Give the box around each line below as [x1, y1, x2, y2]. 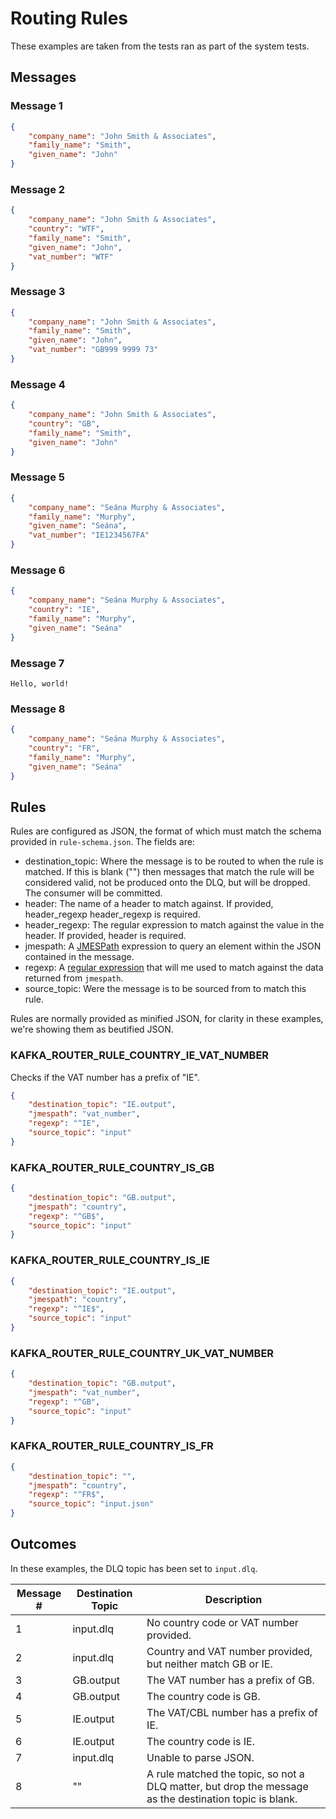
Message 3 [10, 285, 66, 299]
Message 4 [10, 377, 66, 391]
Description [204, 1592, 263, 1606]
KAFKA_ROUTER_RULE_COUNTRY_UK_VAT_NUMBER [10, 1346, 275, 1360]
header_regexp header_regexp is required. [24, 908, 201, 921]
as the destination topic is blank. [146, 1792, 298, 1806]
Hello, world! [10, 678, 70, 689]
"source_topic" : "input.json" [28, 1499, 155, 1509]
